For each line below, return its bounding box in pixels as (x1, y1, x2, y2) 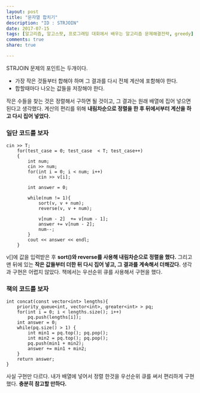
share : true (6, 42, 36, 48)
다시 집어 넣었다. (12, 112, 51, 120)
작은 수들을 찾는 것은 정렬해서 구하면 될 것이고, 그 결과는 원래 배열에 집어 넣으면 (6, 97, 192, 105)
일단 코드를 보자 (6, 129, 49, 137)
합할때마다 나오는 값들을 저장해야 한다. (14, 84, 105, 92)
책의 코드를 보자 (6, 285, 49, 293)
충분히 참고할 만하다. (19, 380, 67, 388)
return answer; (17, 357, 55, 362)
